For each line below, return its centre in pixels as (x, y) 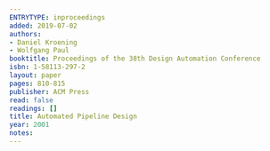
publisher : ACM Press (49, 91)
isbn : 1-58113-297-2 (48, 68)
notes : (21, 133)
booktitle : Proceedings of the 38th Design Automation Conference (135, 59)
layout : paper (36, 75)
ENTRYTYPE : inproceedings (57, 17)
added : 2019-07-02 (43, 26)
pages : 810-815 (37, 83)
